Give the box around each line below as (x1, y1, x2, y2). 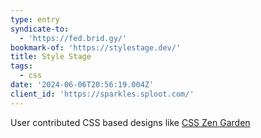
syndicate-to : (10, 24, 70, 34)
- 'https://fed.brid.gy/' (19, 33, 128, 43)
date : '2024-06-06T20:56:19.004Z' (10, 80, 155, 90)
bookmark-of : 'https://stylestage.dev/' (10, 42, 182, 53)
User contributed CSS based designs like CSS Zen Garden (10, 116, 251, 128)
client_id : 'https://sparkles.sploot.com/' (10, 89, 195, 99)
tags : (10, 61, 33, 71)
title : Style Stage (10, 52, 92, 62)
